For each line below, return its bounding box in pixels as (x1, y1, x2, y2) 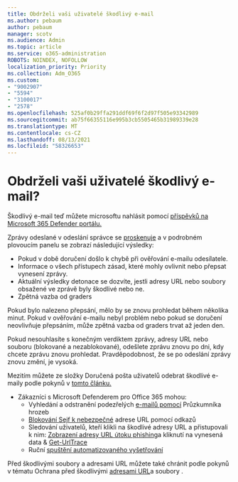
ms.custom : (7, 76, 40, 84)
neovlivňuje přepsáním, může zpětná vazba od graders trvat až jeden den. (7, 321, 225, 330)
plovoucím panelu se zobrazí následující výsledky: (7, 241, 154, 250)
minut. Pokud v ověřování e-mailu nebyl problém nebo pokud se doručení (7, 314, 222, 322)
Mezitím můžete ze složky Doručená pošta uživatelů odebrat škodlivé (7, 371, 211, 380)
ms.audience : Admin (7, 37, 65, 44)
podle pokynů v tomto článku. (24, 379, 112, 387)
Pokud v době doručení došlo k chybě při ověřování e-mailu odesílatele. (17, 255, 229, 263)
